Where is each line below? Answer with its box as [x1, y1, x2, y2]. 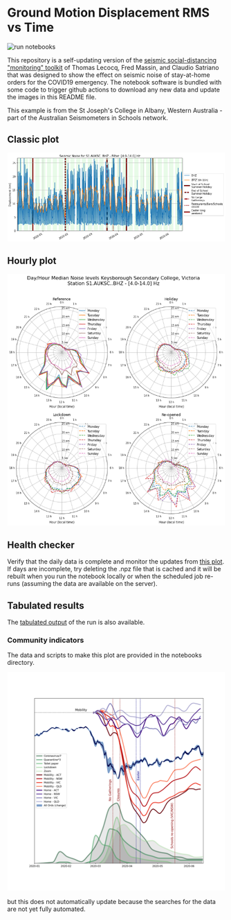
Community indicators [7, 636, 84, 645]
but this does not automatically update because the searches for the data [7, 898, 216, 906]
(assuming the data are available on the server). [21, 580, 158, 588]
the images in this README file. [7, 92, 97, 101]
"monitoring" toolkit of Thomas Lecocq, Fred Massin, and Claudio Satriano [7, 63, 219, 71]
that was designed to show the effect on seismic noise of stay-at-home [7, 71, 210, 79]
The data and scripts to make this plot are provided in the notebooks [7, 651, 202, 659]
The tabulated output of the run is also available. [7, 618, 145, 627]
